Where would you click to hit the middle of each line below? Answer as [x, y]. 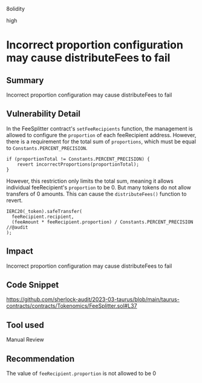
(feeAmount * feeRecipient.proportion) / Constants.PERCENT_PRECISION [103, 222]
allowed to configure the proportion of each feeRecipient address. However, [101, 135]
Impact [20, 251]
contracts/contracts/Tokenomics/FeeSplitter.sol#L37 [72, 306]
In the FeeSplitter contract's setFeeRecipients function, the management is [99, 128]
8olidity [16, 9]
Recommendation [40, 358]
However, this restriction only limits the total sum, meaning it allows [90, 181]
